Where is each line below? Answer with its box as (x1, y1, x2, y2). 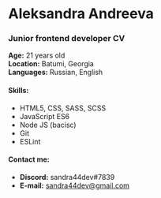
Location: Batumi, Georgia (8, 59, 95, 69)
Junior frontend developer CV (8, 33, 125, 44)
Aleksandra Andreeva (8, 5, 154, 23)
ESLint (19, 136, 41, 146)
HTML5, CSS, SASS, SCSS (19, 103, 107, 113)
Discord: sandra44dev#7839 (19, 172, 115, 181)
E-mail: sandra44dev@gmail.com (19, 181, 130, 190)
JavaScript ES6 (19, 111, 70, 121)
